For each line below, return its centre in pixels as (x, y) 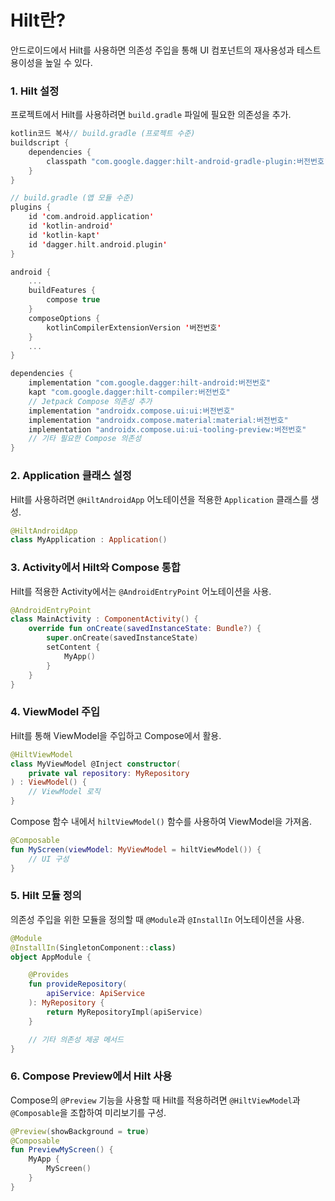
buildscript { (40, 143)
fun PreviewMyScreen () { (62, 1150)
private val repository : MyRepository (109, 773)
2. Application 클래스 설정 (71, 476)
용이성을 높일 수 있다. (51, 62)
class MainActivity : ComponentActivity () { (104, 619)
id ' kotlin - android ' (71, 226)
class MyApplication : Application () (89, 540)
